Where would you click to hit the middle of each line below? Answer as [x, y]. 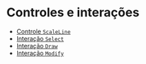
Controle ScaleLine [43, 31]
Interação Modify [40, 53]
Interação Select [40, 38]
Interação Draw [37, 46]
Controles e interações [73, 13]
